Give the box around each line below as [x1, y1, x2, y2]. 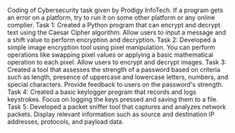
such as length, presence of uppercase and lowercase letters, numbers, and [7, 73, 229, 81]
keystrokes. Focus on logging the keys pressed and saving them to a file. [7, 95, 219, 104]
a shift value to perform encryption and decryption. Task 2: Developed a [7, 36, 217, 44]
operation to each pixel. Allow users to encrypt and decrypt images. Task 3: [7, 58, 227, 66]
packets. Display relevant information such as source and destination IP [7, 110, 215, 118]
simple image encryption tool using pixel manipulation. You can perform [7, 43, 216, 51]
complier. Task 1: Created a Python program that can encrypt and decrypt [7, 21, 221, 29]
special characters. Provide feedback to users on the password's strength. [7, 80, 224, 88]
